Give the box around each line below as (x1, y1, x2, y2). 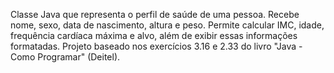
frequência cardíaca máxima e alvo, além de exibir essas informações (10, 30, 298, 41)
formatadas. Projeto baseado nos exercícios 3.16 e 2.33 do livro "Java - (10, 40, 303, 52)
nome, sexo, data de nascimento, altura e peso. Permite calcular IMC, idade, (10, 19, 325, 31)
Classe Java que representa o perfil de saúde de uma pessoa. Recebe (10, 9, 300, 20)
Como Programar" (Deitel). (10, 51, 121, 63)
